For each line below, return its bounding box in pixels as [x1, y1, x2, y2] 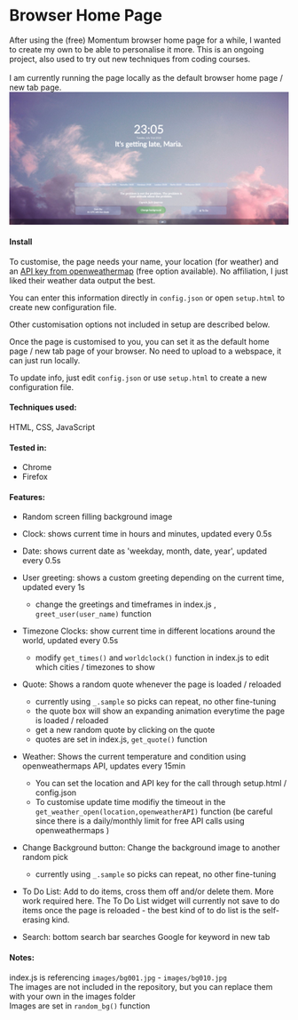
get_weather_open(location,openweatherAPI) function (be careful [35, 806, 273, 817]
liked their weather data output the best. [9, 275, 156, 285]
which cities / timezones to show [35, 662, 155, 673]
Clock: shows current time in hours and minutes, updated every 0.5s [21, 529, 272, 539]
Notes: [9, 952, 35, 963]
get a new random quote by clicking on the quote [35, 725, 216, 736]
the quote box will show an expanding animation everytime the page [35, 705, 286, 716]
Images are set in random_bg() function [9, 1000, 151, 1011]
